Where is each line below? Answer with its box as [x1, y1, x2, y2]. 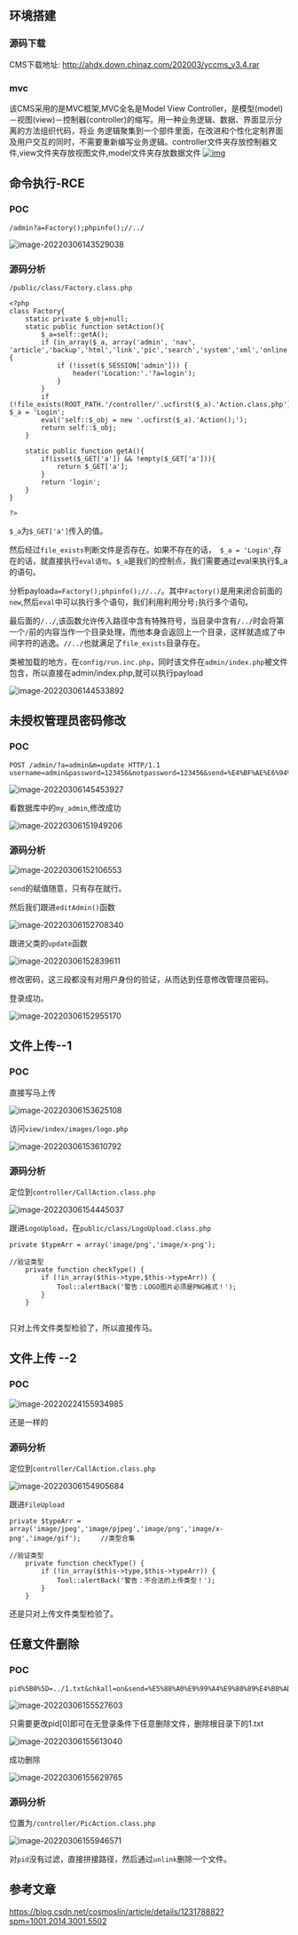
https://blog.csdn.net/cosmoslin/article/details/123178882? [9, 1906, 224, 1916]
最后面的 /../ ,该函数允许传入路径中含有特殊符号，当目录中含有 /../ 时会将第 [9, 615, 285, 626]
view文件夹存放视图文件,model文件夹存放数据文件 [19, 147, 201, 158]
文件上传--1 [9, 1038, 73, 1054]
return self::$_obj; [41, 423, 117, 432]
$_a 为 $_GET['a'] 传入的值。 [9, 525, 108, 535]
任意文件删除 [9, 1637, 80, 1652]
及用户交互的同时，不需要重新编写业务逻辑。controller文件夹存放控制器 [9, 136, 270, 147]
